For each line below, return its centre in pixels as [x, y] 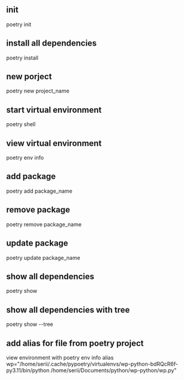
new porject [29, 77]
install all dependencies [52, 44]
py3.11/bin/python [28, 370]
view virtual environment [54, 143]
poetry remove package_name [44, 224]
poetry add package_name [40, 191]
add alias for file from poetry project [75, 343]
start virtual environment [54, 110]
